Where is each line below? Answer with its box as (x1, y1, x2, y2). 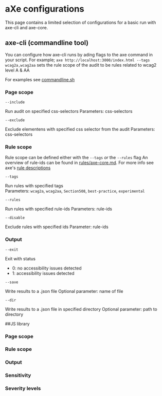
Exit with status (5, 255, 36, 261)
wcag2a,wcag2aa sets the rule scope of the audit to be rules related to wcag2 (5, 62, 157, 68)
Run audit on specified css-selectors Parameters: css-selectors (5, 108, 133, 114)
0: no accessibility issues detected (12, 265, 82, 271)
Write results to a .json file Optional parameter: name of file (5, 288, 124, 294)
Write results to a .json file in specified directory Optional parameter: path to (5, 306, 157, 312)
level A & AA (5, 67, 30, 73)
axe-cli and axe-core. (5, 24, 48, 30)
